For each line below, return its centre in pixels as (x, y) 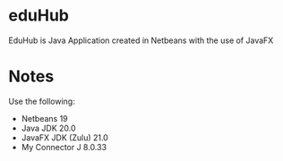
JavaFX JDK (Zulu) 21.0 (64, 137)
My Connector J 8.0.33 (64, 147)
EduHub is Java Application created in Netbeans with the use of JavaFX (141, 40)
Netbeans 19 (44, 118)
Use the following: (42, 101)
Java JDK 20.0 (49, 128)
